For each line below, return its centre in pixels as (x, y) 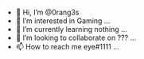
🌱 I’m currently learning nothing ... (71, 29)
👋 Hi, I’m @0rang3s (47, 12)
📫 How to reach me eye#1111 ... (67, 47)
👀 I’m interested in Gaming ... (63, 21)
